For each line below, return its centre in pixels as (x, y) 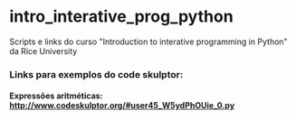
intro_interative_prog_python (121, 17)
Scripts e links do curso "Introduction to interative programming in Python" (148, 42)
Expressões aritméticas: (56, 96)
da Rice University (43, 51)
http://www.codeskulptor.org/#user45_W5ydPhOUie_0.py (122, 106)
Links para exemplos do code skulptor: (96, 74)
